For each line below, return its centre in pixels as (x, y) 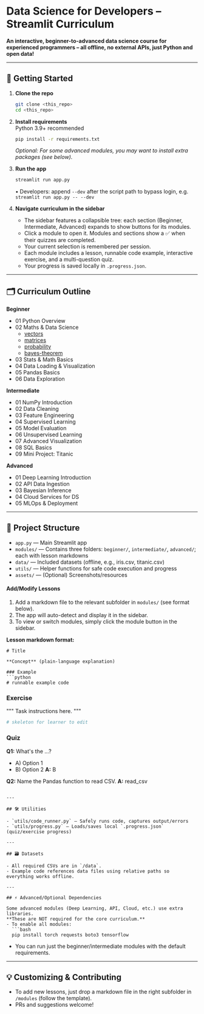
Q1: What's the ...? (29, 751)
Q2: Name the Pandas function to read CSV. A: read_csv (77, 781)
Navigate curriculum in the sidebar (60, 209)
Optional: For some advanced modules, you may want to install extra (101, 150)
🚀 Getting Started (40, 79)
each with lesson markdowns (52, 555)
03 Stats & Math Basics (44, 360)
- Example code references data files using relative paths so (88, 871)
